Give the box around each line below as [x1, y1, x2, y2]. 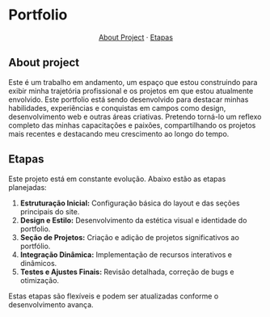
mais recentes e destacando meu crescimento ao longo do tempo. [8, 129, 230, 138]
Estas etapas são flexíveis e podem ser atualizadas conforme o [8, 291, 219, 301]
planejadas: [8, 182, 47, 192]
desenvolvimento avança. [8, 299, 95, 309]
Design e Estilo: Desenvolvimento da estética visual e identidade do [19, 215, 247, 225]
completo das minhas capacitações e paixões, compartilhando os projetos [8, 120, 256, 130]
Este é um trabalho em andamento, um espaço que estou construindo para [8, 77, 258, 87]
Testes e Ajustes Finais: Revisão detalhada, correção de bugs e [19, 267, 234, 277]
